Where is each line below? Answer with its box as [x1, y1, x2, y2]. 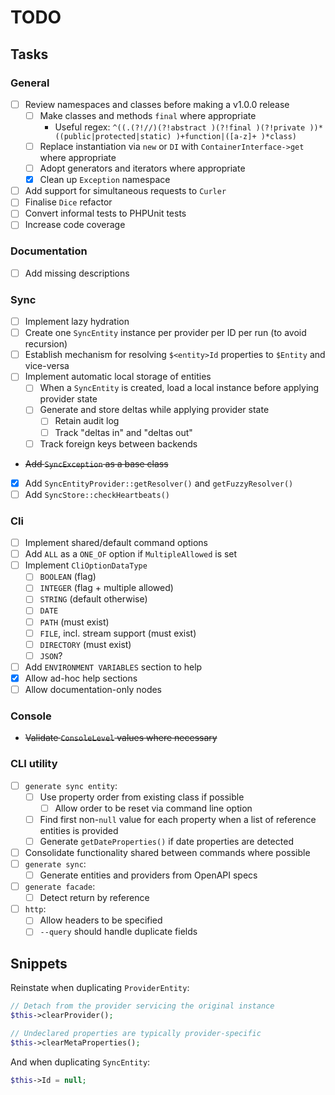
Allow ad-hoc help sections [24, 672, 138, 684]
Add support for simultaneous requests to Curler [24, 185, 227, 197]
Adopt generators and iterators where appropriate [39, 162, 246, 175]
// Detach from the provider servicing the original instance [10, 1001, 275, 1011]
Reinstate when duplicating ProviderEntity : [10, 982, 190, 994]
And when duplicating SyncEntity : [10, 1056, 151, 1068]
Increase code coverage [24, 219, 126, 231]
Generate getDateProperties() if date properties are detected [39, 835, 294, 847]
